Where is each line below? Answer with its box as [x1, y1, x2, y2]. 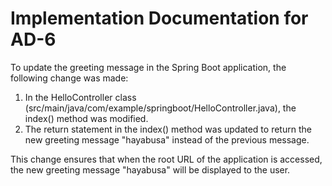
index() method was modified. [24, 112, 149, 124]
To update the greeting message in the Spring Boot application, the [10, 61, 287, 73]
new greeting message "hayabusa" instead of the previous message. [24, 133, 310, 146]
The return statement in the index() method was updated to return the [24, 123, 312, 135]
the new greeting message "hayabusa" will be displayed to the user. [10, 163, 291, 176]
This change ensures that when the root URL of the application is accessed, [10, 153, 323, 165]
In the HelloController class [24, 91, 137, 103]
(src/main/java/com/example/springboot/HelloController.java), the [24, 102, 297, 114]
